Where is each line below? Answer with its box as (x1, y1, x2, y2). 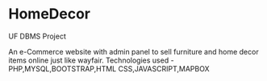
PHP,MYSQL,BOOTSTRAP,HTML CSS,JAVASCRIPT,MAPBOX (8, 63, 210, 73)
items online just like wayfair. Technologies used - (8, 55, 175, 65)
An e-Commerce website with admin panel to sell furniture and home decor (8, 47, 260, 56)
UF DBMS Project (8, 31, 66, 41)
